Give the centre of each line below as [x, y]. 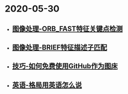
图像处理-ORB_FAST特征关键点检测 [67, 29]
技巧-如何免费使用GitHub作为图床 [65, 66]
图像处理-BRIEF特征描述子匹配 [59, 47]
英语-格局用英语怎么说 [47, 85]
